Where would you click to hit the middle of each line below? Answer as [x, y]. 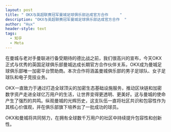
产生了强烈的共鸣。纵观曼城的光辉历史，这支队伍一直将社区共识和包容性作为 [85, 101]
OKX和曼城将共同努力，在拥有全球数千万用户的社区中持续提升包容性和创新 [83, 118]
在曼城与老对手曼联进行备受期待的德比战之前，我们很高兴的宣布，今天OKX [83, 58]
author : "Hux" [20, 24]
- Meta [17, 43]
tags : [11, 34]
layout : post [19, 10]
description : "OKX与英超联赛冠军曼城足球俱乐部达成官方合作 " [66, 19]
